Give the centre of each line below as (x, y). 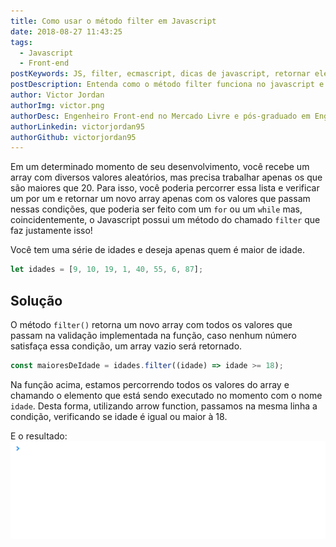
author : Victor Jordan (57, 95)
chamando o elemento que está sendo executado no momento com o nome (166, 395)
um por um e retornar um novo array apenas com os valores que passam (160, 199)
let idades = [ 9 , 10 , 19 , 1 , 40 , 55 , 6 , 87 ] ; (107, 270)
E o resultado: (39, 436)
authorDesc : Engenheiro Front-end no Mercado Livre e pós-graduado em (160, 116)
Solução (36, 300)
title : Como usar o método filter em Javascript (113, 21)
